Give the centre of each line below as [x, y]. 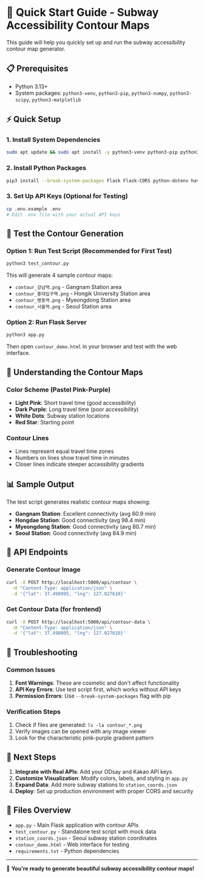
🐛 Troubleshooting [42, 652]
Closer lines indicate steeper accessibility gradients [80, 464]
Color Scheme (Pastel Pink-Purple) [59, 390]
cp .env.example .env [34, 209]
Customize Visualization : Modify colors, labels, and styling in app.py [101, 778]
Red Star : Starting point [45, 422]
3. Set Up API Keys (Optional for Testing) [67, 196]
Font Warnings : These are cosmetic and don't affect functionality [97, 683]
